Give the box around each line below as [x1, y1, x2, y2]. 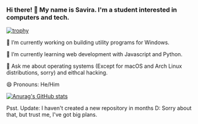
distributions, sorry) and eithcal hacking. [6, 69, 108, 76]
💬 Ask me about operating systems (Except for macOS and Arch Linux [6, 62, 182, 70]
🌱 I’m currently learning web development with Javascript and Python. [6, 51, 183, 58]
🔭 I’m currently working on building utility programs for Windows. [6, 39, 169, 46]
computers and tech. [6, 13, 70, 21]
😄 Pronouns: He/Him [6, 81, 60, 88]
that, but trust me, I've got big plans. [6, 111, 97, 119]
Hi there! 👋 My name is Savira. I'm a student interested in [6, 5, 177, 14]
